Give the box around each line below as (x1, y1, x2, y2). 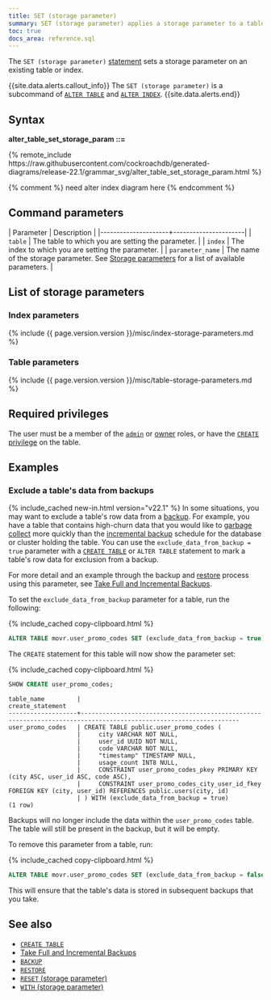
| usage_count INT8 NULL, (77, 759, 179, 767)
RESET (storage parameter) (19, 973, 107, 983)
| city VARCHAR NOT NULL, (77, 731, 179, 739)
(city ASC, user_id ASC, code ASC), (8, 773, 131, 781)
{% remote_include (8, 150, 73, 160)
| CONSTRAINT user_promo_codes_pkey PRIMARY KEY (77, 766, 258, 774)
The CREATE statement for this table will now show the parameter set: (8, 649, 236, 659)
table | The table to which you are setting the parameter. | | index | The (8, 236, 244, 246)
